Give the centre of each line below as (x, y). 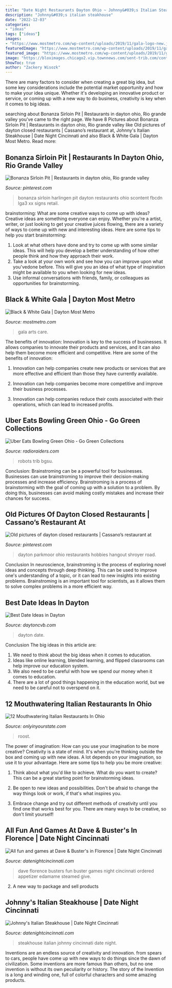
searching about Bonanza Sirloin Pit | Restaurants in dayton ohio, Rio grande (86, 114)
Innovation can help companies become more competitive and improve (88, 383)
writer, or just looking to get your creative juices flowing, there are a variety (84, 224)
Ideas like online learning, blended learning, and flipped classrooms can (89, 660)
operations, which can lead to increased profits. (63, 404)
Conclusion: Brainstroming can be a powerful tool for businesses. (74, 471)
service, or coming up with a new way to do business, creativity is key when (86, 99)
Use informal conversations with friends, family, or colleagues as (81, 278)
